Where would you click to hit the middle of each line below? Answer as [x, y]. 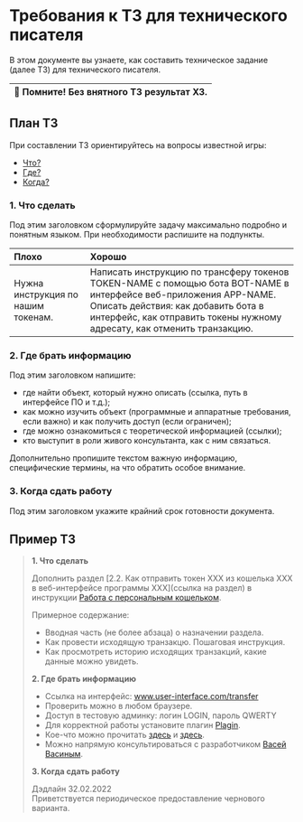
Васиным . [64, 754]
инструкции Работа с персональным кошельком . [126, 598]
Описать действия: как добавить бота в [177, 306]
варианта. [50, 808]
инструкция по [46, 294]
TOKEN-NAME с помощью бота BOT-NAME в [189, 284]
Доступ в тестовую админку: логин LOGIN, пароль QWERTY [161, 715]
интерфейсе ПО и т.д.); [66, 402]
